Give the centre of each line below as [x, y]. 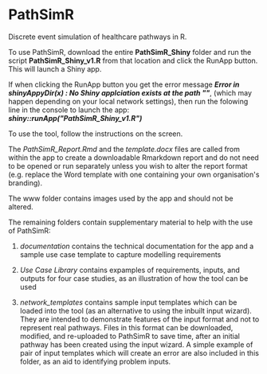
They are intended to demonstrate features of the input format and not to [139, 319]
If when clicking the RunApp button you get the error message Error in [124, 84]
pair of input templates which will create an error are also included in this [139, 353]
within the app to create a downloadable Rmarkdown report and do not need [133, 158]
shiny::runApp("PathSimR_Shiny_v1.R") [75, 118]
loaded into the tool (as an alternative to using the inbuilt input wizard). [136, 310]
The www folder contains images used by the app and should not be [121, 198]
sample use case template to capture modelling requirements [120, 254]
